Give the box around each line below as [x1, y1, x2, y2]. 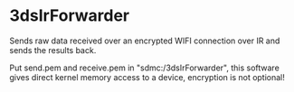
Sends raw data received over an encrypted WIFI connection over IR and [9, 35, 280, 46]
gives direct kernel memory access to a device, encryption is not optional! [9, 71, 285, 82]
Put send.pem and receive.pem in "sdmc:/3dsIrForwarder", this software [9, 62, 280, 73]
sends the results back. [9, 44, 97, 55]
